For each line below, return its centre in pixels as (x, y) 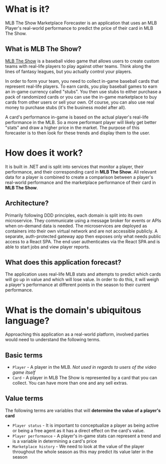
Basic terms (24, 355)
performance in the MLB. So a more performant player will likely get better (81, 122)
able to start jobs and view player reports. (48, 247)
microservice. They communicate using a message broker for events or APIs (83, 220)
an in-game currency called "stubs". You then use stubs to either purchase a (83, 91)
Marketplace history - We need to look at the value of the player (78, 446)
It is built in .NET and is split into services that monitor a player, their (74, 167)
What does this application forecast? (63, 262)
